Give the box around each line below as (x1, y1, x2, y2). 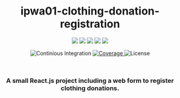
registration (60, 17, 120, 31)
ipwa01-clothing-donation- (21, 4, 159, 18)
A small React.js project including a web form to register (6, 76, 174, 85)
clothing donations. (60, 83, 120, 92)
